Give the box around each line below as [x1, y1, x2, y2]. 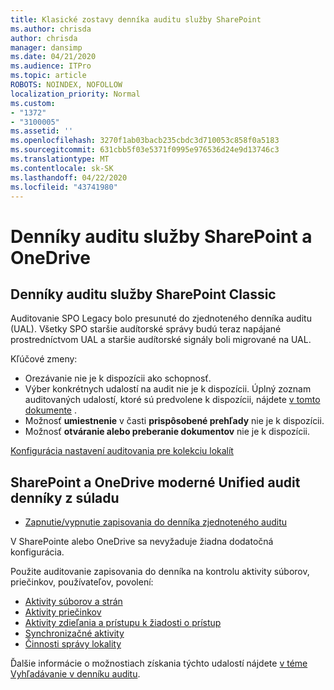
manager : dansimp [10, 42, 83, 53]
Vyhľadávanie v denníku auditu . [10, 668, 141, 680]
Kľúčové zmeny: [10, 353, 78, 365]
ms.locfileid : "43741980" [10, 182, 118, 192]
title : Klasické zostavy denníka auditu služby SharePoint [10, 14, 262, 25]
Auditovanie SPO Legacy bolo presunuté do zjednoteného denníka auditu [10, 312, 312, 325]
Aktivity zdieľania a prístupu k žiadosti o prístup [24, 617, 222, 629]
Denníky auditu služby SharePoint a [10, 225, 313, 248]
